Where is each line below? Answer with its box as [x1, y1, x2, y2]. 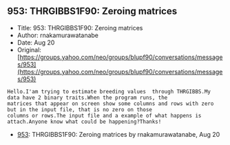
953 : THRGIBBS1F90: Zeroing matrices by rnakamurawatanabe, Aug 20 [17, 130, 220, 138]
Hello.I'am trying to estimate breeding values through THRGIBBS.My [7, 88, 211, 95]
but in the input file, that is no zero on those [7, 106, 153, 113]
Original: [17, 45, 41, 54]
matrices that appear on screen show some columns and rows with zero [7, 100, 214, 107]
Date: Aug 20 [17, 38, 55, 47]
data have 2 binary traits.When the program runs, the [7, 94, 168, 101]
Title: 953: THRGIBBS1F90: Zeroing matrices [17, 23, 143, 32]
